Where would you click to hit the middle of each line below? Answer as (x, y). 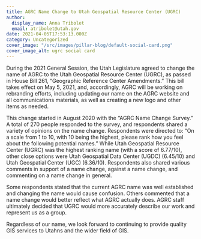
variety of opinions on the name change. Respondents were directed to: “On (100, 130)
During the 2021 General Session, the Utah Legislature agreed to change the (100, 68)
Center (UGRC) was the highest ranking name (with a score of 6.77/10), (94, 150)
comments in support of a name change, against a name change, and (92, 169)
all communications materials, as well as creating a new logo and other (94, 100)
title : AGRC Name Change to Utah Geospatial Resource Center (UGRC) (94, 12)
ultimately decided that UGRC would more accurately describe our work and (100, 206)
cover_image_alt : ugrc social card (51, 51)
